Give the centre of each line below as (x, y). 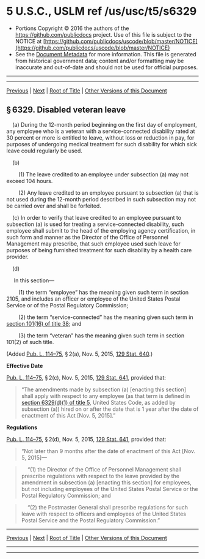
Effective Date (25, 366)
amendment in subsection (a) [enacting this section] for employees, (106, 482)
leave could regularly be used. (44, 151)
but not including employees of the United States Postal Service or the (110, 489)
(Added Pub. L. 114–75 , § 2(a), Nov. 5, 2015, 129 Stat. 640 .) (80, 354)
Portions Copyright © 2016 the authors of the (72, 28)
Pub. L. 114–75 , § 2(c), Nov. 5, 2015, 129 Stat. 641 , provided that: (86, 377)
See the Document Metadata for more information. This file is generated (106, 54)
